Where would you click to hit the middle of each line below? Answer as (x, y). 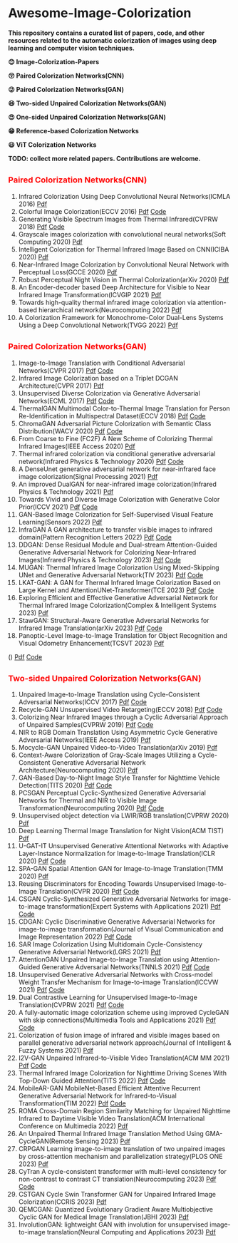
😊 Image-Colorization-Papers (54, 61)
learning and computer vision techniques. (71, 48)
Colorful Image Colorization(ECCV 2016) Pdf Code (92, 211)
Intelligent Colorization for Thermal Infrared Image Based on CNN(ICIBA (124, 249)
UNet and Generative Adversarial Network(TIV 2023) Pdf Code (111, 574)
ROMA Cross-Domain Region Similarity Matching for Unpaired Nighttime (124, 1111)
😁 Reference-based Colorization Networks (74, 130)
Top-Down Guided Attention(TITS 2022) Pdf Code (92, 1080)
